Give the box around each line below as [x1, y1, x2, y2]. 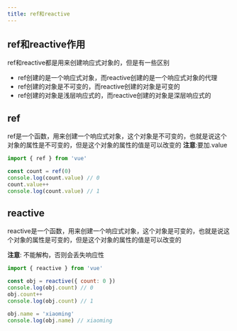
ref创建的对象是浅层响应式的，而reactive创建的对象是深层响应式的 [17, 91, 211, 100]
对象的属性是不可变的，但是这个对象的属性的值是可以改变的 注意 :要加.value [7, 141, 228, 150]
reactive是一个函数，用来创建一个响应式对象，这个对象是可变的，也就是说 [7, 227, 224, 235]
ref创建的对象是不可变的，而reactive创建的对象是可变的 [17, 82, 181, 91]
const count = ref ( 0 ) [7, 168, 72, 175]
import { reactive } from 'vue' [7, 265, 103, 272]
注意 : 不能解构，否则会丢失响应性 [7, 251, 104, 259]
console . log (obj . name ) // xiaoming [7, 317, 113, 324]
